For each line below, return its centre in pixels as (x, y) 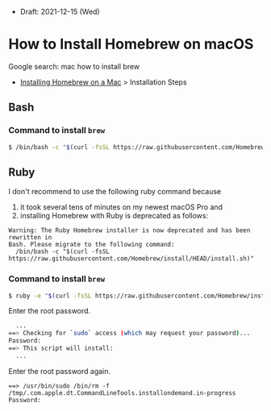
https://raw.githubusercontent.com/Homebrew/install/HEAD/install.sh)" (131, 259)
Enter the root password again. (60, 371)
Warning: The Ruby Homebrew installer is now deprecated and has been (129, 230)
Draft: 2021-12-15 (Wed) (60, 12)
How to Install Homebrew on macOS (131, 44)
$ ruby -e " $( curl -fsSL (50, 296)
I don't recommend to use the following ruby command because (115, 192)
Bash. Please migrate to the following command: (92, 245)
